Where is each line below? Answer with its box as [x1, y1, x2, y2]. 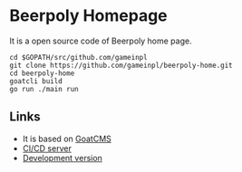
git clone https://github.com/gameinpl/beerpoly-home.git [9, 61, 233, 70]
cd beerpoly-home [9, 69, 75, 78]
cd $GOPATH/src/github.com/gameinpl [9, 53, 148, 62]
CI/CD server [22, 142, 73, 154]
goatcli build [9, 76, 63, 86]
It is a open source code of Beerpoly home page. [9, 35, 192, 46]
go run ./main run [9, 84, 79, 93]
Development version [22, 152, 102, 163]
